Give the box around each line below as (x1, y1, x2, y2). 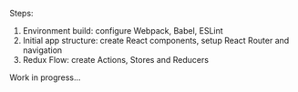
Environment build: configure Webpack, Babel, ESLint (22, 26, 223, 36)
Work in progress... (9, 72, 81, 83)
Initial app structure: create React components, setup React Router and (22, 36, 290, 46)
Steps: (9, 8, 34, 18)
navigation (22, 45, 63, 56)
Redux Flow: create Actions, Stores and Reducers (22, 55, 210, 65)
